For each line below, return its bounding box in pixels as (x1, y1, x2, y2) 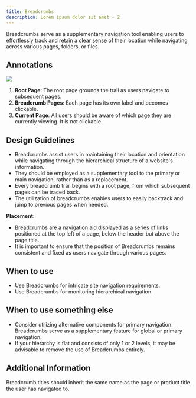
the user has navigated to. (6, 385, 70, 392)
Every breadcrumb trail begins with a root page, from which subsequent (14, 182, 190, 190)
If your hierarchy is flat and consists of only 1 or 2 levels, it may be (14, 340, 176, 347)
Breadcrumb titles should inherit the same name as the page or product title (6, 379, 190, 386)
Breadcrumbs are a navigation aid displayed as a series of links (14, 224, 168, 231)
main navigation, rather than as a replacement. (14, 176, 128, 183)
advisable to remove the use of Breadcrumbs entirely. (14, 346, 146, 353)
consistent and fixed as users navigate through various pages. (14, 249, 166, 256)
